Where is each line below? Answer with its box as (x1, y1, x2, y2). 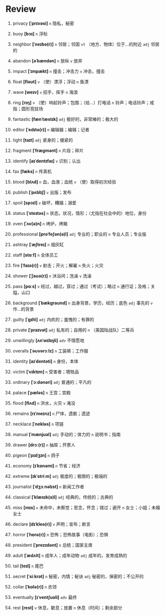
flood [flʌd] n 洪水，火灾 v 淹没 (12, 400, 76, 406)
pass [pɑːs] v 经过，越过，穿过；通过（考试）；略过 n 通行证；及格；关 (12, 283, 155, 289)
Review (5, 3, 36, 15)
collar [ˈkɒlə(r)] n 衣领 (12, 584, 57, 589)
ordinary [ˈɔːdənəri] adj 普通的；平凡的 (12, 379, 92, 385)
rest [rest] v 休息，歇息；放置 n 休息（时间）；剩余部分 (12, 605, 122, 611)
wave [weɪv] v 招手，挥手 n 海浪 (12, 89, 78, 95)
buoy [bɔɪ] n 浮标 (12, 30, 48, 36)
